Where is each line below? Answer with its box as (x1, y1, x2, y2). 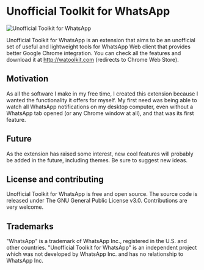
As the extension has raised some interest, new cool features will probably (6, 150, 194, 157)
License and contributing (6, 174, 104, 184)
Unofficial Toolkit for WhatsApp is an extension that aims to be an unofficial (6, 36, 195, 43)
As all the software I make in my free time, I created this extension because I (6, 90, 199, 97)
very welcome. (6, 203, 44, 211)
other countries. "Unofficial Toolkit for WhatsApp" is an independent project (6, 244, 197, 252)
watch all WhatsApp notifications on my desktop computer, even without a (6, 103, 194, 110)
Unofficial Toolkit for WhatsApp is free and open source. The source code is (6, 190, 198, 198)
